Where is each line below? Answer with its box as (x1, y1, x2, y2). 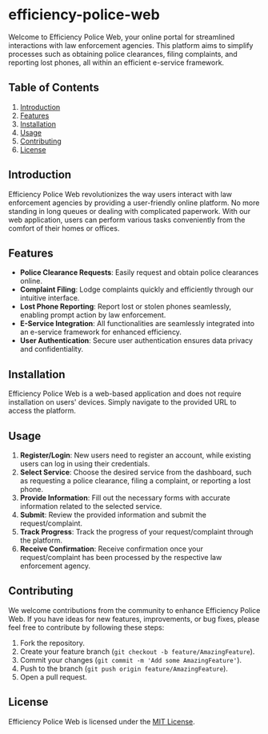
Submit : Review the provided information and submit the (19, 510, 206, 519)
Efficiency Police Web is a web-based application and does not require (8, 389, 242, 398)
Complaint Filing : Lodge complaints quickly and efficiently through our (19, 284, 254, 294)
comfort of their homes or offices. (8, 223, 120, 233)
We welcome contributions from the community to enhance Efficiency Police (8, 605, 261, 615)
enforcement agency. (19, 561, 90, 571)
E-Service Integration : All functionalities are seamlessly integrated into (19, 319, 254, 329)
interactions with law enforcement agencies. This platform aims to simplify (8, 40, 254, 50)
